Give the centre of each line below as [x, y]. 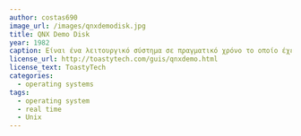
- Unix [30, 117]
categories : [31, 76]
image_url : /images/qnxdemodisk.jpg [77, 26]
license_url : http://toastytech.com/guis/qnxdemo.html [114, 59]
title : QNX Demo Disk [50, 34]
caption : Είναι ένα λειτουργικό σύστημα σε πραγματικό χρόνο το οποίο [144, 51]
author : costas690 [43, 17]
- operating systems [56, 84]
